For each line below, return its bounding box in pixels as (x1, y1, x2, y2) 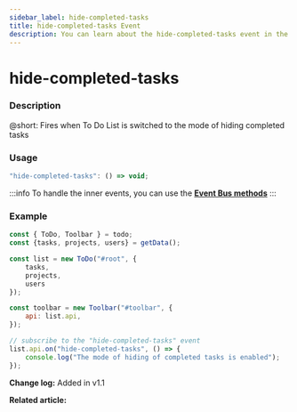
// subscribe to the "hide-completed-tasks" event (9, 336, 201, 345)
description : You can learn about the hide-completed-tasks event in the (9, 29, 289, 38)
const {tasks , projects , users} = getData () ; (9, 238, 181, 247)
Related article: (9, 394, 67, 405)
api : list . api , (25, 312, 82, 321)
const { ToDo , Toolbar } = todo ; (9, 230, 133, 239)
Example (9, 210, 48, 222)
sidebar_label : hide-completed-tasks (9, 12, 149, 22)
